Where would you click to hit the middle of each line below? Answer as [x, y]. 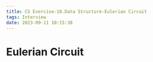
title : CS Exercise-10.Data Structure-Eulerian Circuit [76, 12]
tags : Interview [26, 17]
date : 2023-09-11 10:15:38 [39, 22]
